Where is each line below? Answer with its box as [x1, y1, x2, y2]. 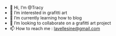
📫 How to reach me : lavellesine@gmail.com [9, 26, 100, 31]
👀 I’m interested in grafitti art [9, 10, 68, 16]
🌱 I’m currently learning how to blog [9, 15, 82, 20]
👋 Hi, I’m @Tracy [9, 5, 44, 10]
